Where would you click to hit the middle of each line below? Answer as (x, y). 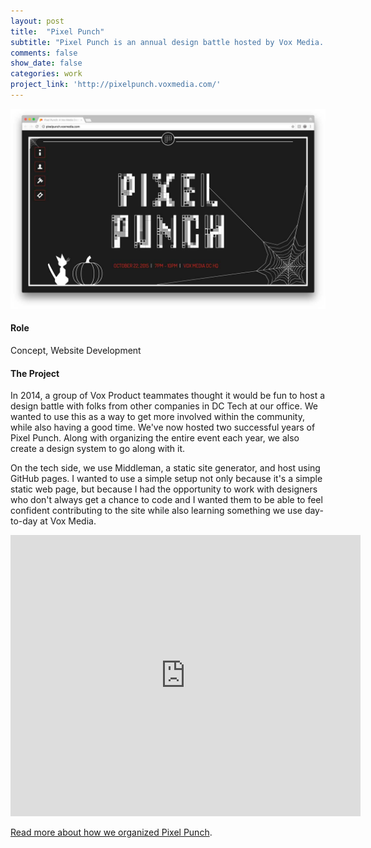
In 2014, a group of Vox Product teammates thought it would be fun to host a (168, 396)
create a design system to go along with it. (98, 449)
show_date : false (46, 63)
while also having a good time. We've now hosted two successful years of (163, 427)
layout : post (37, 21)
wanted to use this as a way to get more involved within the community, (158, 417)
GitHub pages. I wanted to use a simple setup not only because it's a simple (166, 479)
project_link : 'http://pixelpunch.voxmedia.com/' (116, 85)
